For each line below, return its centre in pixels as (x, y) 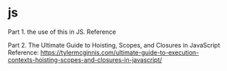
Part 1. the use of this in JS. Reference (62, 32)
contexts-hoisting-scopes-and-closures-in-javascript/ (85, 59)
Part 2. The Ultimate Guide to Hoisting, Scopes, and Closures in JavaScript (114, 45)
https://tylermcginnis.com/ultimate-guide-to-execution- (120, 52)
